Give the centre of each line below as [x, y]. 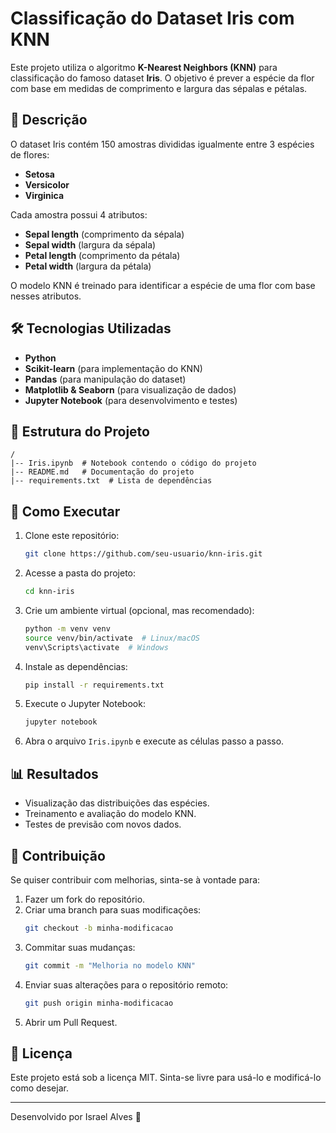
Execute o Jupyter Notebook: [85, 704]
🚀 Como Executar [65, 511]
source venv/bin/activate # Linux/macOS [112, 638]
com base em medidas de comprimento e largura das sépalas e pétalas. [159, 88]
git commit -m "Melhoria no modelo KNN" [110, 965]
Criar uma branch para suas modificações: [113, 909]
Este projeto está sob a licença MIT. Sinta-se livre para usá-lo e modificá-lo [166, 1078]
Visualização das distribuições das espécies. [117, 803]
